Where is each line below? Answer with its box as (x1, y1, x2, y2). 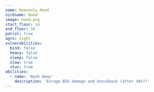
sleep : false (10, 55, 38, 60)
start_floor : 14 (5, 21, 40, 27)
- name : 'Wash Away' (10, 74, 54, 79)
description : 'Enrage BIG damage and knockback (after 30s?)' (14, 79, 150, 84)
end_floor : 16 (5, 27, 36, 32)
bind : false (10, 45, 36, 51)
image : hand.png (5, 17, 40, 22)
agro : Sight (5, 36, 31, 41)
